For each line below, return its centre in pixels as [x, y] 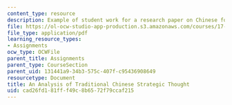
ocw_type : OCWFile [33, 52]
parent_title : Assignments [46, 59]
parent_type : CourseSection [48, 65]
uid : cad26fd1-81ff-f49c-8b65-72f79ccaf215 [71, 90]
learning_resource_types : [44, 39]
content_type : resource [41, 13]
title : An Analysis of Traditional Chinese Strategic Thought [98, 84]
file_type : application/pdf [48, 33]
